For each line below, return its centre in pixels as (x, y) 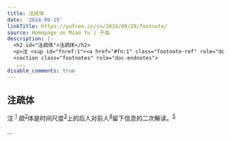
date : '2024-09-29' (35, 20)
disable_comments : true (41, 70)
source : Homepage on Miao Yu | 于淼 (58, 33)
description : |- (30, 39)
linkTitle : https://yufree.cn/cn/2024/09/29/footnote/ (87, 26)
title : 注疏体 (26, 13)
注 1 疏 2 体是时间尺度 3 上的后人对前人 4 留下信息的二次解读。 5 (91, 117)
